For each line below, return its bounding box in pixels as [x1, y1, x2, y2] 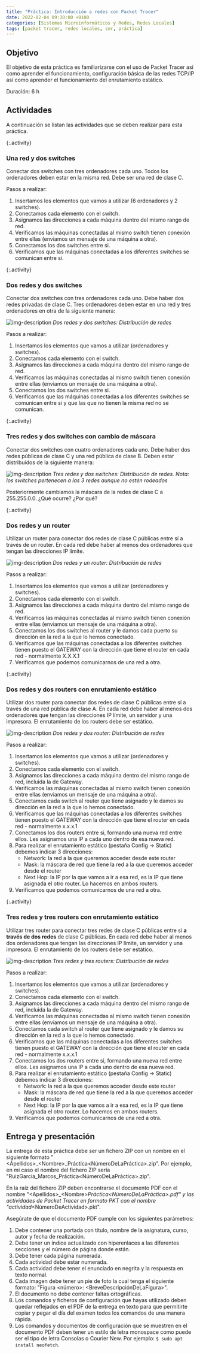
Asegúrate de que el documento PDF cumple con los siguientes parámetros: [6, 1215, 194, 1222]
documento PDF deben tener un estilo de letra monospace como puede [14, 1328, 192, 1336]
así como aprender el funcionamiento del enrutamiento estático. [6, 76, 164, 84]
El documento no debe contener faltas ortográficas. [14, 1290, 142, 1297]
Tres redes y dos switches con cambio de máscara [6, 432, 156, 441]
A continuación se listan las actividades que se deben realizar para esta [6, 121, 183, 128]
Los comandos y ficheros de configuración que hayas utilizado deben [14, 1297, 187, 1304]
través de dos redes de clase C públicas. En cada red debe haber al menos [6, 933, 192, 940]
